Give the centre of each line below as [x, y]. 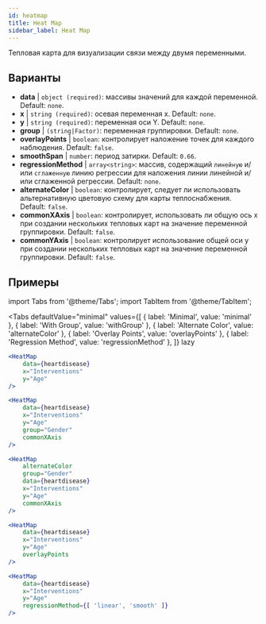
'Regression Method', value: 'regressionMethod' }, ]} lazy [102, 342]
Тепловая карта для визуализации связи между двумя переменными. [127, 53]
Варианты [35, 77]
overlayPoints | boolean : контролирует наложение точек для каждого [137, 139]
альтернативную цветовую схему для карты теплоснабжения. [125, 198]
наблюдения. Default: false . [67, 148]
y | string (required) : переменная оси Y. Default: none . [112, 122]
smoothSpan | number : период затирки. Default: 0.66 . [108, 156]
